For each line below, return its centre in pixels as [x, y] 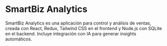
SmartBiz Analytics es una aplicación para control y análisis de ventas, [78, 23]
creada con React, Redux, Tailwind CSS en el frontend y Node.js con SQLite [84, 28]
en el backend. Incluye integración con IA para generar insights [71, 33]
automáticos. [19, 39]
